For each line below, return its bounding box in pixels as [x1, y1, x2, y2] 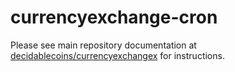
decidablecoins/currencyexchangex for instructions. [10, 49, 225, 61]
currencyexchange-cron [10, 6, 218, 29]
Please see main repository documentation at [10, 39, 197, 51]
